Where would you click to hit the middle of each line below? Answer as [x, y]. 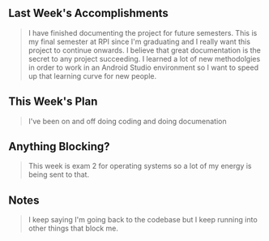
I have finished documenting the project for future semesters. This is [143, 32]
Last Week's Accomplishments [88, 13]
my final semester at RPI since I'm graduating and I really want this [139, 41]
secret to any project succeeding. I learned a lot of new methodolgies [144, 58]
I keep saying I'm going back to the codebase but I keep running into [143, 220]
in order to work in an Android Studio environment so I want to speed [143, 67]
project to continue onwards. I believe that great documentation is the [144, 50]
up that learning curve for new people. [92, 75]
